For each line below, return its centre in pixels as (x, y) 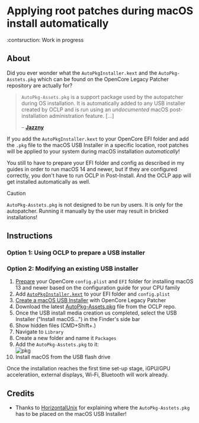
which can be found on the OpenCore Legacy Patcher (103, 79)
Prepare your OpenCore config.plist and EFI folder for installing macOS (104, 281)
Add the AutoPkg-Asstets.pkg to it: (57, 344)
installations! (22, 217)
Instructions (30, 236)
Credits (21, 393)
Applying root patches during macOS (100, 11)
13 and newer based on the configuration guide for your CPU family (97, 288)
